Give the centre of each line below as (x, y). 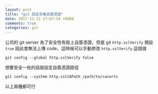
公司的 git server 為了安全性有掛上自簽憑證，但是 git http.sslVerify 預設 (79, 43)
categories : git (22, 28)
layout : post (19, 10)
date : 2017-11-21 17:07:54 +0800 (39, 19)
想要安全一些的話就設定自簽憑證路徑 (42, 68)
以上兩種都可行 (20, 87)
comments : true (21, 23)
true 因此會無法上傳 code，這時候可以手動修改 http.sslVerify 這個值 (76, 48)
